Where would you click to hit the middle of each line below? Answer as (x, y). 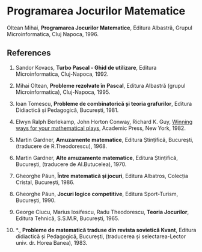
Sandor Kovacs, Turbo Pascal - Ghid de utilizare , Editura (86, 67)
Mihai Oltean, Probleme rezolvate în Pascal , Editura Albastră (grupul (100, 85)
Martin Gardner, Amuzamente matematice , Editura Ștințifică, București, (105, 140)
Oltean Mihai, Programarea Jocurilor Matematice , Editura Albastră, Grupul (100, 28)
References (29, 53)
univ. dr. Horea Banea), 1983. (51, 242)
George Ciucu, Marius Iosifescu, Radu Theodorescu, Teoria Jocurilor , (102, 212)
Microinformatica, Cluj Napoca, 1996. (53, 34)
